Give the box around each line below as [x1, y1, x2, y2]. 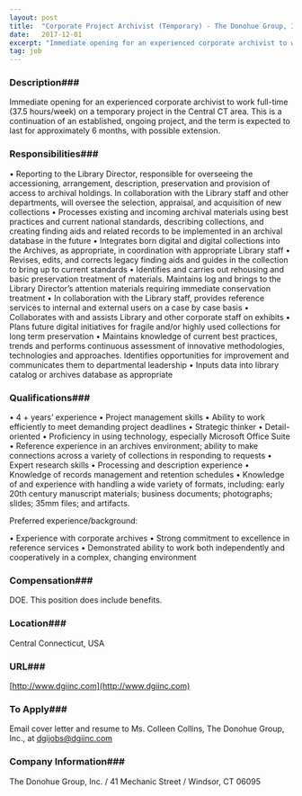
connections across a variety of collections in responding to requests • [9, 451, 272, 461]
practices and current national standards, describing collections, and [9, 216, 264, 227]
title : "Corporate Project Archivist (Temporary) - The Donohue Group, [9, 22, 288, 31]
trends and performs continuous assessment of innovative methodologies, [9, 340, 285, 351]
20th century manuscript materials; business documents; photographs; [9, 488, 273, 499]
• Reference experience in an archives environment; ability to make [9, 441, 259, 452]
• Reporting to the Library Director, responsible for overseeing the [9, 168, 253, 179]
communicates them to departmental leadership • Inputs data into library [9, 359, 280, 370]
